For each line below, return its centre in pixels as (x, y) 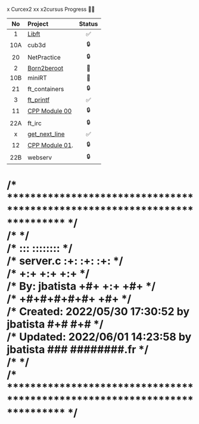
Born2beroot (45, 68)
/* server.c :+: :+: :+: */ (65, 261)
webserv (40, 157)
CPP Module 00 (49, 111)
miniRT (37, 78)
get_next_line (46, 134)
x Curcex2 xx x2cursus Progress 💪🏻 (51, 9)
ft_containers (46, 89)
